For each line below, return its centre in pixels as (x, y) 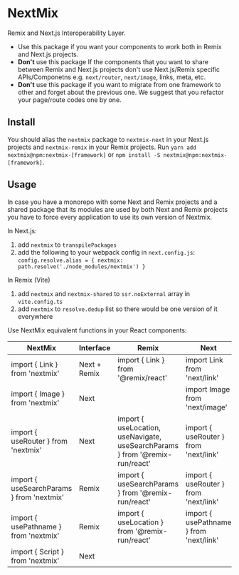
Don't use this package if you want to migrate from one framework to (119, 84)
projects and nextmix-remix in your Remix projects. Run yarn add (102, 147)
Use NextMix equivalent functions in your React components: (97, 330)
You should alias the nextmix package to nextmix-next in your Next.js (108, 139)
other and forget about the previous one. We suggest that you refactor (121, 92)
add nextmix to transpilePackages (67, 245)
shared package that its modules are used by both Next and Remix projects (118, 209)
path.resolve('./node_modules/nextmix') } (81, 266)
